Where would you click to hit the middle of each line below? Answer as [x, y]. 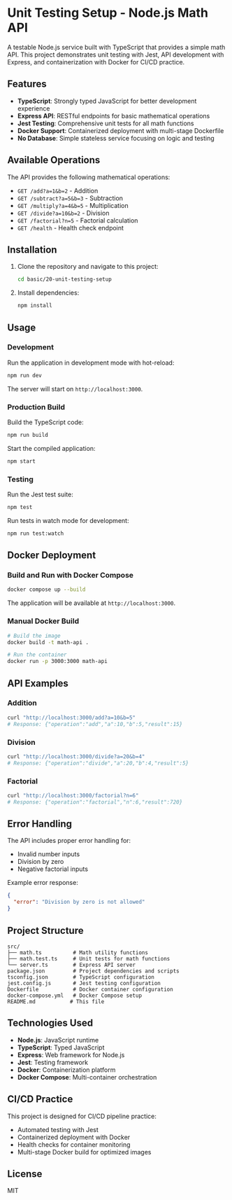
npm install [35, 306]
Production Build [36, 407]
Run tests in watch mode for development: [68, 520]
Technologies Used [50, 1023]
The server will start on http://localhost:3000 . [75, 389]
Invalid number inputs [49, 854]
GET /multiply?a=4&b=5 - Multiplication [73, 205]
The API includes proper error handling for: [69, 841]
